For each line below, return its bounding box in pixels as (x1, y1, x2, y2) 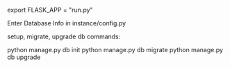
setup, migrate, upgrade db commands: (7, 32, 121, 41)
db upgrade (7, 53, 41, 61)
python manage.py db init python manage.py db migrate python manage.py (7, 46, 224, 54)
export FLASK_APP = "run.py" (7, 6, 93, 14)
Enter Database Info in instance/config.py (7, 19, 126, 27)
